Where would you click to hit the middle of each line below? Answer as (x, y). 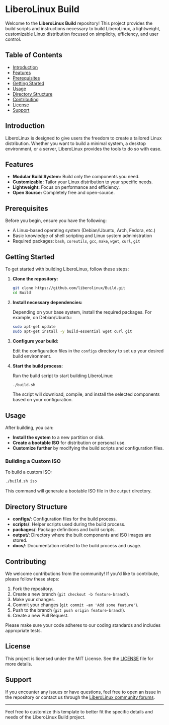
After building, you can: (29, 428)
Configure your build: (35, 341)
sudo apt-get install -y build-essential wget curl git (72, 331)
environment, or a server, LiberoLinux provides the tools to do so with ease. (83, 149)
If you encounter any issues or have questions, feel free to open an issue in (83, 692)
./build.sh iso (21, 481)
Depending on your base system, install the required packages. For (82, 312)
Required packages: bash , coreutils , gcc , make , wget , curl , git (76, 241)
